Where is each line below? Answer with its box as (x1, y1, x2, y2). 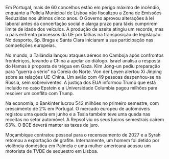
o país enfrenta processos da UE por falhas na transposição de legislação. (5, 32, 162, 37)
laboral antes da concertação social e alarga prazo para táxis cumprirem (5, 20, 158, 27)
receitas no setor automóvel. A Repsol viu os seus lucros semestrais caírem (5, 117, 164, 122)
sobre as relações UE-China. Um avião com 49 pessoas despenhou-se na (5, 74, 161, 80)
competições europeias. (5, 42, 56, 48)
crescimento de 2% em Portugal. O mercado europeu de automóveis (5, 106, 150, 111)
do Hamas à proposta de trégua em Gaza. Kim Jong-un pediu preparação (5, 63, 160, 69)
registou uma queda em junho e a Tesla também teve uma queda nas (5, 111, 151, 117)
